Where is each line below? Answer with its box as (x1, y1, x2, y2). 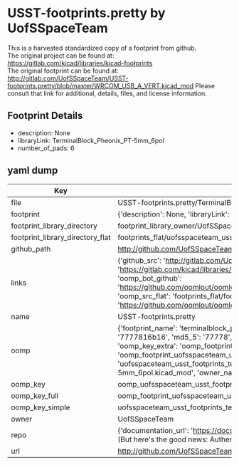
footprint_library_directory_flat (11, 232, 111, 242)
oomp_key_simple (11, 402, 70, 412)
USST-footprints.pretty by (7, 5, 166, 21)
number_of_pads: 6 (17, 144, 75, 152)
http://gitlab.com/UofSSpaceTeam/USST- (7, 73, 129, 83)
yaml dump (7, 164, 58, 177)
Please (195, 81, 216, 90)
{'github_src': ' (117, 255, 166, 265)
